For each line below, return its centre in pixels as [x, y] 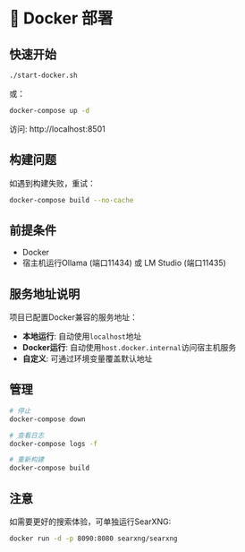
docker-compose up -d [50, 110]
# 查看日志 [27, 436]
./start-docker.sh [43, 75]
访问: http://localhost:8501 [57, 129]
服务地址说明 [45, 293]
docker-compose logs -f [54, 444]
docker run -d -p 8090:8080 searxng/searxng [93, 539]
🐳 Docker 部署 [61, 18]
